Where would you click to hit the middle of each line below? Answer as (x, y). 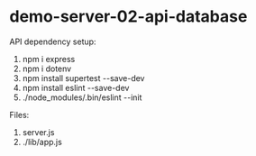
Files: (19, 115)
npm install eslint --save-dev (76, 87)
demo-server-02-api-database (128, 17)
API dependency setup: (53, 41)
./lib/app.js (42, 142)
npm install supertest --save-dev (83, 78)
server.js (38, 132)
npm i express (49, 59)
